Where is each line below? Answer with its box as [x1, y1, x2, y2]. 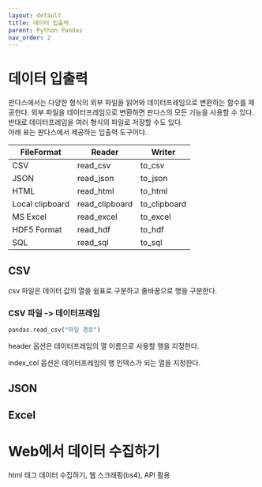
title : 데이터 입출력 [8, 19, 69, 27]
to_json [140, 173, 168, 184]
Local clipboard [12, 198, 69, 210]
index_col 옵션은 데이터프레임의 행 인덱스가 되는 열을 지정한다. [8, 358, 201, 368]
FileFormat [20, 147, 62, 158]
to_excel [140, 211, 171, 222]
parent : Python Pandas [8, 26, 83, 34]
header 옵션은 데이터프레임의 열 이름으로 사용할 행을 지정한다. [8, 342, 200, 351]
